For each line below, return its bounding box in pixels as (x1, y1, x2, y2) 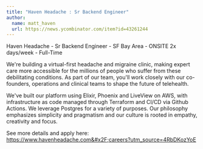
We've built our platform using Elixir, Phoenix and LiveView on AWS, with (6, 92, 188, 99)
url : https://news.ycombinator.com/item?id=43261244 (12, 26, 148, 32)
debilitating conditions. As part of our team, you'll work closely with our (6, 74, 185, 81)
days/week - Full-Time (6, 49, 63, 57)
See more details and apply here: (6, 130, 89, 137)
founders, (6, 80, 31, 88)
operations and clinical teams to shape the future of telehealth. (32, 80, 189, 88)
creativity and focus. (6, 118, 58, 125)
